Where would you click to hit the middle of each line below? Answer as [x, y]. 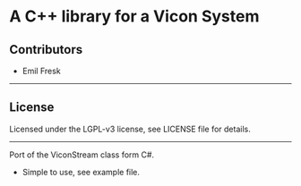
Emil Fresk [41, 71]
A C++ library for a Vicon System [134, 17]
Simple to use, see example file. [81, 172]
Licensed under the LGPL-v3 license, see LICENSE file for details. [130, 129]
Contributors [46, 50]
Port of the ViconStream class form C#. [82, 155]
